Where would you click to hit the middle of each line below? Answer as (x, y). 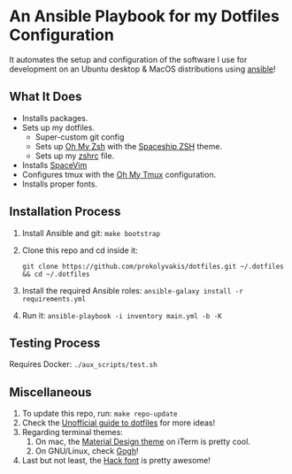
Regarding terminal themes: (73, 432)
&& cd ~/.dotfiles (56, 274)
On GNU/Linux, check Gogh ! (87, 451)
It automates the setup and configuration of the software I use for (128, 59)
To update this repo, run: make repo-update (100, 414)
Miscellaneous (50, 392)
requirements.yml (54, 299)
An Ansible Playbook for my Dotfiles (145, 16)
